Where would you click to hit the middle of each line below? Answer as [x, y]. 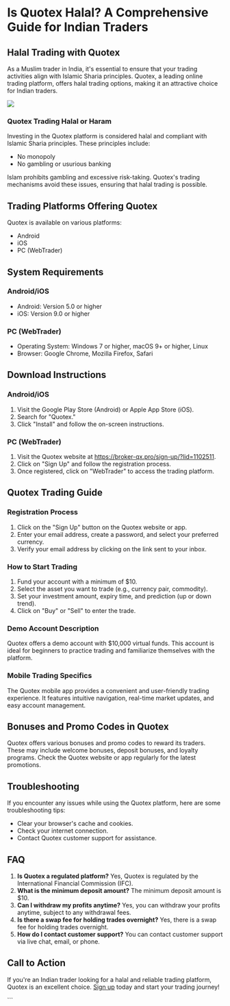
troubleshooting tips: [36, 810]
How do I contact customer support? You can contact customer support [120, 934]
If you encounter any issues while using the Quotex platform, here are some [114, 803]
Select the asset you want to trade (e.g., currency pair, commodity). [112, 589]
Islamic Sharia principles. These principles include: [79, 143]
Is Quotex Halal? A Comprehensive [108, 13]
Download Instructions [57, 375]
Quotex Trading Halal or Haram [59, 121]
